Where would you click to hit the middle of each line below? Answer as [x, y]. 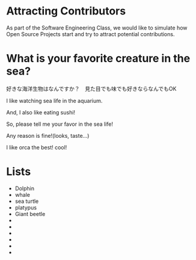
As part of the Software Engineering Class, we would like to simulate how [97, 28]
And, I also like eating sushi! [41, 112]
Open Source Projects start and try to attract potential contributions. [90, 34]
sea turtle [27, 201]
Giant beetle [30, 214]
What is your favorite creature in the [98, 59]
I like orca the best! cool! [37, 147]
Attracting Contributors [66, 11]
